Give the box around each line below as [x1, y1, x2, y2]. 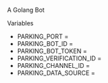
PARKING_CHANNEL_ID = [17, 62, 91, 69]
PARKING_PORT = [17, 32, 69, 40]
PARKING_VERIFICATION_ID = [17, 54, 102, 62]
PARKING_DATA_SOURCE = [17, 69, 96, 77]
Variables [7, 19, 34, 27]
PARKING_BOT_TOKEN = [17, 47, 87, 55]
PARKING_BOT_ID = [17, 40, 74, 47]
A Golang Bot [7, 6, 45, 14]
